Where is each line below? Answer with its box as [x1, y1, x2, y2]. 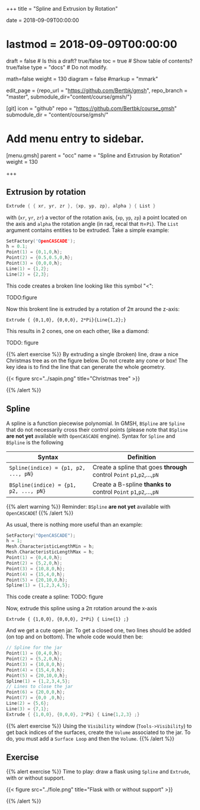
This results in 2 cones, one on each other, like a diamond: [6, 327, 149, 334]
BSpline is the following [6, 439, 64, 446]
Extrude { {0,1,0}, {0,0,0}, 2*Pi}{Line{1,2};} [6, 317, 127, 323]
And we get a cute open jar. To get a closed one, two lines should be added [6, 627, 192, 634]
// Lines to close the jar [6, 684, 73, 690]
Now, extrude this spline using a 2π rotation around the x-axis [6, 605, 157, 612]
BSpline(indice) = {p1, [9, 481, 77, 488]
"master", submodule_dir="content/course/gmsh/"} [6, 93, 132, 100]
